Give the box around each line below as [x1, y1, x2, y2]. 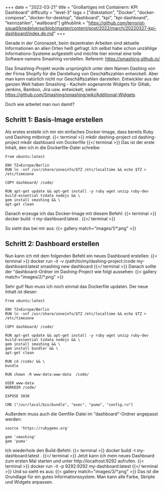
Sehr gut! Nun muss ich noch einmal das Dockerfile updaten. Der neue [5, 283, 148, 289]
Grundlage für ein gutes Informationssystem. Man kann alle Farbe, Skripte [5, 474, 155, 480]
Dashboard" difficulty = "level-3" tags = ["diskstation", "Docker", [5, 9, 136, 15]
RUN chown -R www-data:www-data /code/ [5, 372, 90, 377]
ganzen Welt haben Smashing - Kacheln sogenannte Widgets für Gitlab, [5, 81, 151, 87]
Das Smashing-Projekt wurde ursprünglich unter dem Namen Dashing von [5, 65, 156, 71]
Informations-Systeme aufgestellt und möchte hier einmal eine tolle [5, 50, 142, 56]
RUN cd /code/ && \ [5, 359, 45, 364]
